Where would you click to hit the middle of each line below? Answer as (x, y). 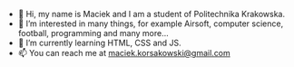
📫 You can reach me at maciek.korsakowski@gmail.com (124, 53)
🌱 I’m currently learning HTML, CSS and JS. (99, 43)
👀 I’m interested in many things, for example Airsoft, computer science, (151, 24)
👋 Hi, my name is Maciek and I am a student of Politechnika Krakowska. (152, 14)
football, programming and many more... (93, 33)
